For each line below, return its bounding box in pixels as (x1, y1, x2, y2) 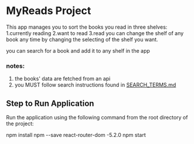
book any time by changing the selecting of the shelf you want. (6, 36, 158, 43)
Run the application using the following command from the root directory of (6, 114, 188, 121)
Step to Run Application (6, 98, 94, 108)
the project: (6, 120, 34, 127)
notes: (6, 61, 25, 70)
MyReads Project (6, 4, 91, 18)
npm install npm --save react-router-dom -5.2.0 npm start (6, 132, 146, 139)
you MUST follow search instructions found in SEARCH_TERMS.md (14, 81, 176, 88)
